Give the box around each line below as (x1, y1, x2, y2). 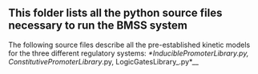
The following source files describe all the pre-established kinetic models (8, 40, 251, 49)
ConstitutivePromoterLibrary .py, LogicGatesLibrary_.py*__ (8, 56, 199, 66)
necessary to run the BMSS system (8, 19, 188, 33)
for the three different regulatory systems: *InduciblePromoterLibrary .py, (8, 48, 249, 58)
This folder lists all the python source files (8, 6, 223, 20)
